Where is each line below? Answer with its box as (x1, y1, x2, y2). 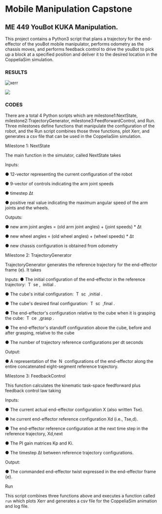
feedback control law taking (5, 387, 61, 393)
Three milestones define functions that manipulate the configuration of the (5, 123, 155, 129)
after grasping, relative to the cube (5, 330, 75, 335)
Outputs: (5, 214, 23, 220)
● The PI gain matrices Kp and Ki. (5, 440, 74, 446)
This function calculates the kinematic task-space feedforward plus (5, 382, 141, 388)
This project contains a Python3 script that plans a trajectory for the (5, 36, 142, 42)
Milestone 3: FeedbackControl (5, 373, 66, 379)
